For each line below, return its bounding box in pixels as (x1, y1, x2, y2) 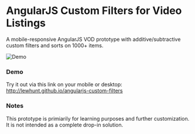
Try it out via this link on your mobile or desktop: (6, 81, 122, 88)
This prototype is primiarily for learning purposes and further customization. (6, 115, 190, 122)
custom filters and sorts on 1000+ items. (6, 42, 104, 49)
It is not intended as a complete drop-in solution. (6, 121, 124, 128)
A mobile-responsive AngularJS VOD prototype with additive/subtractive (6, 36, 181, 43)
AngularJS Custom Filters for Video (6, 4, 182, 17)
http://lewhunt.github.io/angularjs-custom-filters (6, 87, 123, 94)
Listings (6, 16, 46, 30)
